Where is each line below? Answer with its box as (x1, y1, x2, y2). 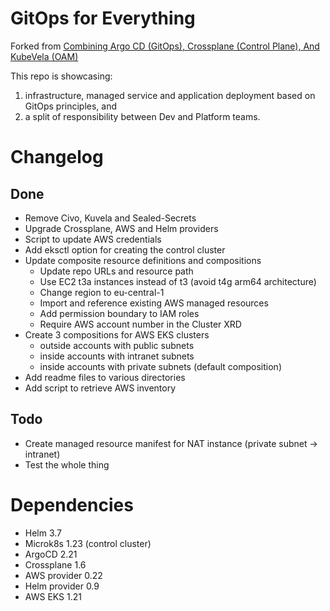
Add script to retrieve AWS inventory (24, 382, 177, 394)
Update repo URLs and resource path (39, 265, 194, 277)
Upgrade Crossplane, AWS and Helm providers (24, 222, 219, 234)
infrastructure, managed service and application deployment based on (24, 89, 316, 101)
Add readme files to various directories (24, 371, 186, 383)
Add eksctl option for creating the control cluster (24, 243, 226, 256)
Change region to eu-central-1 (39, 286, 165, 298)
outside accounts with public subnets (39, 339, 195, 351)
